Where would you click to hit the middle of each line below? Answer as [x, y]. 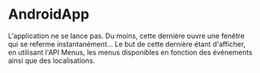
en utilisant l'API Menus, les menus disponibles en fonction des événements [130, 52]
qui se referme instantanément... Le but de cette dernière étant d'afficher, [127, 43]
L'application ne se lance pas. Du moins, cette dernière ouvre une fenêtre [126, 36]
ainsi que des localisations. [52, 61]
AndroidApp [49, 14]
